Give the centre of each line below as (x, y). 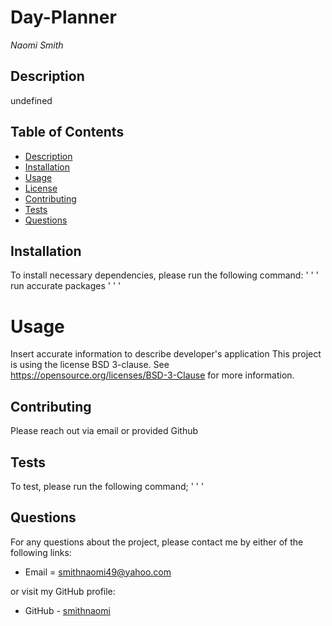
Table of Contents (67, 132)
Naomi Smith (37, 45)
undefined (31, 100)
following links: (41, 552)
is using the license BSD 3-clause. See (90, 365)
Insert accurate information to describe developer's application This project (166, 354)
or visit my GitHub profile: (63, 591)
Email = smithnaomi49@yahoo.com (98, 572)
